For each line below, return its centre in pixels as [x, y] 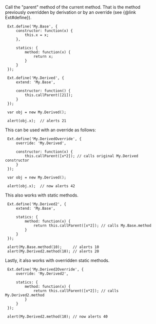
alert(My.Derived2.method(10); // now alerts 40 [58, 317]
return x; [43, 56]
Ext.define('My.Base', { [32, 26]
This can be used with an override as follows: [50, 130]
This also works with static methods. [42, 195]
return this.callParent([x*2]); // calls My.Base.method [92, 225]
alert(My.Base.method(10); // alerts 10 [53, 247]
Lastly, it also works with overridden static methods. [57, 260]
